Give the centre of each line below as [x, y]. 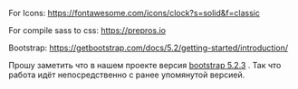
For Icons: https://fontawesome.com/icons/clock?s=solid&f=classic [134, 13]
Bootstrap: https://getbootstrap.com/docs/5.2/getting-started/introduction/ [149, 48]
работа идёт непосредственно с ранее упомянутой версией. [127, 75]
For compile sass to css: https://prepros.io [87, 30]
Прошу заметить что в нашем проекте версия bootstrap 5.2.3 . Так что [145, 65]
